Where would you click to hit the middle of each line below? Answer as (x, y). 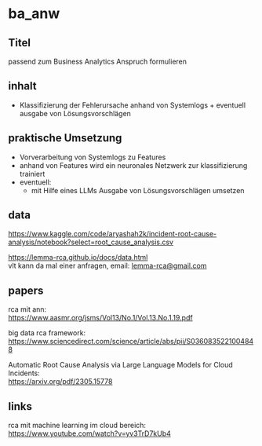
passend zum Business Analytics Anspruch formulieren (97, 61)
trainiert (32, 174)
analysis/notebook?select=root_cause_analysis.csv (91, 242)
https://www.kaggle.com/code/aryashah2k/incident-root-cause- (113, 234)
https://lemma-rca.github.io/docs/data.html (78, 258)
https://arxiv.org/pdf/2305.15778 (60, 382)
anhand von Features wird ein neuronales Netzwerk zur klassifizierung (133, 165)
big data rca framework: (47, 333)
